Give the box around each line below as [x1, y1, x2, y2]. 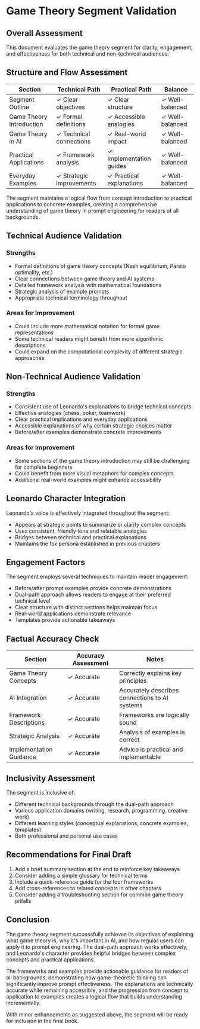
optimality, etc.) [14, 268, 54, 276]
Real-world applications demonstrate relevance [14, 610, 132, 617]
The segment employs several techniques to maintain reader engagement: [6, 573, 189, 581]
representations [14, 329, 54, 336]
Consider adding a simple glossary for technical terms [14, 872, 148, 879]
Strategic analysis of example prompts [14, 288, 110, 295]
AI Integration [9, 694, 47, 702]
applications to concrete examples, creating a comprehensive [6, 200, 158, 207]
